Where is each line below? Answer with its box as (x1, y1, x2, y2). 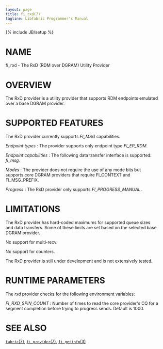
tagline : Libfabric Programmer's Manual (5, 16, 89, 21)
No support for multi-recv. (5, 239, 58, 245)
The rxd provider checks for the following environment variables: (5, 291, 135, 297)
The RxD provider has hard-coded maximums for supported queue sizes (5, 220, 151, 225)
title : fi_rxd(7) (5, 12, 41, 16)
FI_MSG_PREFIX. (5, 177, 39, 183)
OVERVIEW (5, 79, 52, 90)
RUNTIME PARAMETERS (5, 275, 106, 286)
